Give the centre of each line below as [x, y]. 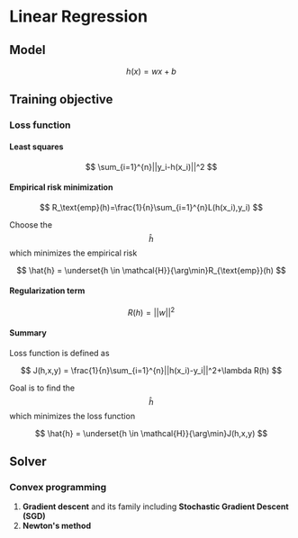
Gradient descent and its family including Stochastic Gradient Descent [156, 507]
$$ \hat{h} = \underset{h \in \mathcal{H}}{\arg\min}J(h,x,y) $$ [151, 433]
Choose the [31, 224]
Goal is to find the [42, 388]
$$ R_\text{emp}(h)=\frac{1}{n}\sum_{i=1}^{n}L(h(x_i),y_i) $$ [151, 207]
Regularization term [47, 291]
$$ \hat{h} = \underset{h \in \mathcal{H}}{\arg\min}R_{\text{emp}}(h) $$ [151, 270]
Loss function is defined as [59, 353]
